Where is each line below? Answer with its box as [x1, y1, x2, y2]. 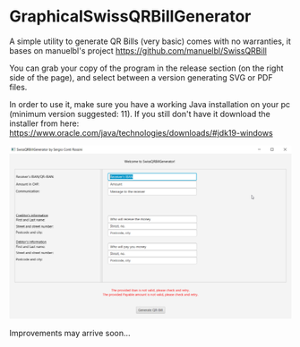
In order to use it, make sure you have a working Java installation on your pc [9, 98, 291, 109]
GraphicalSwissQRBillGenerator [9, 6, 252, 27]
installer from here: [9, 118, 80, 129]
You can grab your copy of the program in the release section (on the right [9, 63, 284, 73]
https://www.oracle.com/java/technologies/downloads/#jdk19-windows [9, 127, 273, 138]
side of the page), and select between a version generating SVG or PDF [9, 72, 273, 82]
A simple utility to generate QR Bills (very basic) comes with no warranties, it [9, 36, 291, 47]
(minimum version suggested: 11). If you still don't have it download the [9, 108, 270, 119]
